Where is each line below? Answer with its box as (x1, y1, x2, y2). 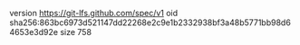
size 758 (60, 27, 92, 37)
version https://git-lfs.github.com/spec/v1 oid (9, 8, 179, 18)
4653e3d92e (9, 27, 59, 37)
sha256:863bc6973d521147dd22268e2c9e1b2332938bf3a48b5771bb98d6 (9, 17, 292, 28)
